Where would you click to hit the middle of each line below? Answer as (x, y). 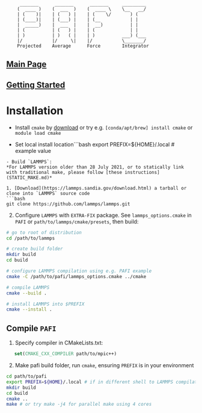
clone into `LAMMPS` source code (48, 193)
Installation (35, 110)
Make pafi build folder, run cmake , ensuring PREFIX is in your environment (104, 365)
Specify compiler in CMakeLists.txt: (59, 343)
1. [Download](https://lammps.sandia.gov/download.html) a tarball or (96, 188)
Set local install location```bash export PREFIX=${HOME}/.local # (95, 144)
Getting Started (36, 85)
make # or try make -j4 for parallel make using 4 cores (79, 405)
